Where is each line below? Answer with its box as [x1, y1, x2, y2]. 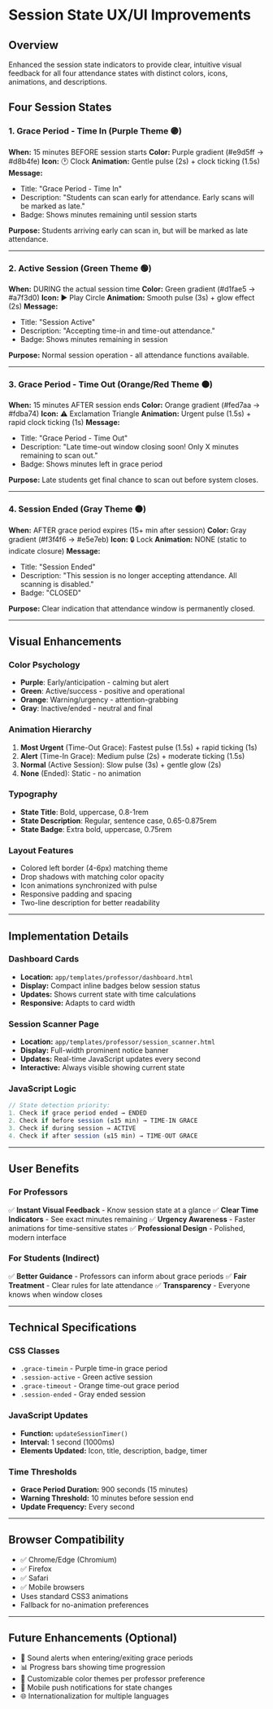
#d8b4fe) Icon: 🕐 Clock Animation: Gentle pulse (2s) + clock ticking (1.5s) [8, 156, 260, 166]
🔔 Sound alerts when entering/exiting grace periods [19, 1653, 193, 1663]
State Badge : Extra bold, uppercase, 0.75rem [19, 824, 172, 834]
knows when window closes [8, 1289, 103, 1299]
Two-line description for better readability [19, 898, 160, 908]
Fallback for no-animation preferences [19, 1600, 149, 1610]
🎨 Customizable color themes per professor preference [19, 1673, 206, 1683]
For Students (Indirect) [8, 1252, 100, 1264]
